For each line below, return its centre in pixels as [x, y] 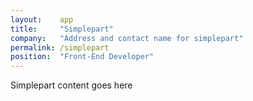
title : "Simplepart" [62, 29]
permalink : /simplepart [60, 47]
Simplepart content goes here [71, 85]
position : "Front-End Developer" [82, 57]
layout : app [42, 19]
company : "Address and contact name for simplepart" [127, 38]
